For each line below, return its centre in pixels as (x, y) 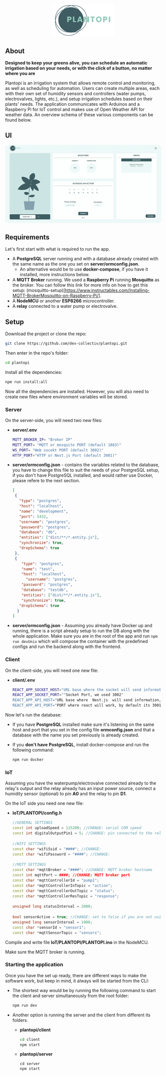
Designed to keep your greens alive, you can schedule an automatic (76, 63)
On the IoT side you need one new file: (45, 803)
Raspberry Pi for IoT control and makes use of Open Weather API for (75, 109)
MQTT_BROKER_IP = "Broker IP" (42, 439)
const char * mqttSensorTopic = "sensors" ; (57, 933)
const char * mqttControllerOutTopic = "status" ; (63, 891)
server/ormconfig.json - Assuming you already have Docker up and (82, 626)
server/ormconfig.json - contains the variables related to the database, (86, 465)
